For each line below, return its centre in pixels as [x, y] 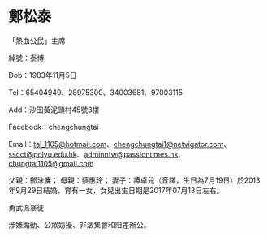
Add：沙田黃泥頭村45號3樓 [54, 110]
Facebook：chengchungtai [54, 127]
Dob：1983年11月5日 [43, 75]
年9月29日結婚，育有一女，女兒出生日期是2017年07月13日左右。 [116, 190]
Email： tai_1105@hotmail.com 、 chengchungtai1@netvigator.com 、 [120, 144]
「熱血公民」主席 [37, 41]
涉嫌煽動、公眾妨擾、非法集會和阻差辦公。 [80, 225]
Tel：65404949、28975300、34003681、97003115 [95, 92]
